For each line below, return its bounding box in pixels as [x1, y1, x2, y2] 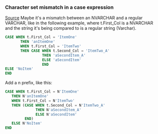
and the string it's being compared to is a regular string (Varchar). [5, 25, 137, 31]
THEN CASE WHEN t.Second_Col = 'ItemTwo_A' [20, 48, 110, 53]
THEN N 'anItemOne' [11, 94, 49, 99]
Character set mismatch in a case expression [5, 4, 114, 11]
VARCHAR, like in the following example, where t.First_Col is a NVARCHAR [5, 20, 153, 26]
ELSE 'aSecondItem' [42, 57, 82, 62]
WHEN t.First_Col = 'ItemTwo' [20, 44, 82, 49]
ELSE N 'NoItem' [11, 121, 42, 126]
